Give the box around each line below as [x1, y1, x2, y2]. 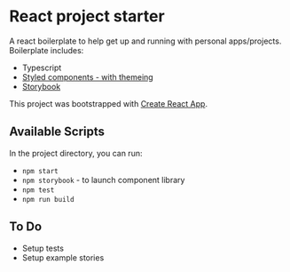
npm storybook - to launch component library [21, 174, 185, 185]
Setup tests [21, 243, 65, 253]
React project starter [9, 6, 166, 27]
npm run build [21, 195, 74, 204]
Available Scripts [9, 124, 105, 140]
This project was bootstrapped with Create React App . [9, 98, 208, 108]
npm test [21, 185, 55, 195]
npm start [21, 166, 59, 175]
